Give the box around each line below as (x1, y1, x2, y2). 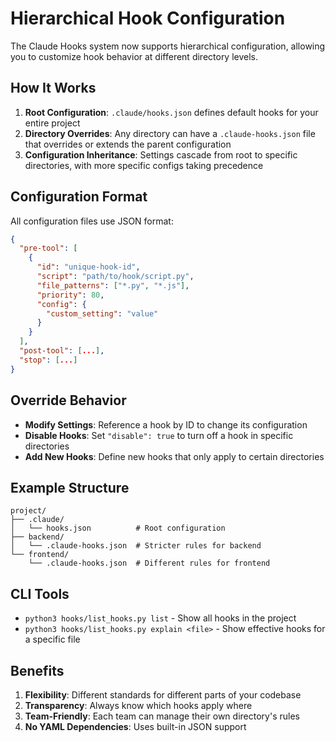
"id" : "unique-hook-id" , (36, 262, 141, 272)
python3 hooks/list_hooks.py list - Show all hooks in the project (24, 612, 297, 624)
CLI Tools (10, 585, 70, 602)
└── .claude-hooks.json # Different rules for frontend (28, 558, 271, 569)
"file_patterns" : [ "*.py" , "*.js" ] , (36, 280, 190, 291)
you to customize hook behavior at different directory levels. (10, 50, 259, 62)
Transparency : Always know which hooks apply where (24, 699, 253, 711)
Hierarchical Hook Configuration (10, 7, 286, 30)
